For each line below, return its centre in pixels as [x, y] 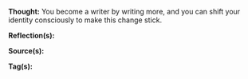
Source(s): [26, 51]
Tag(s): [21, 66]
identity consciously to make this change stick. [85, 20]
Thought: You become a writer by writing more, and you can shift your [124, 12]
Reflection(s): [31, 36]
